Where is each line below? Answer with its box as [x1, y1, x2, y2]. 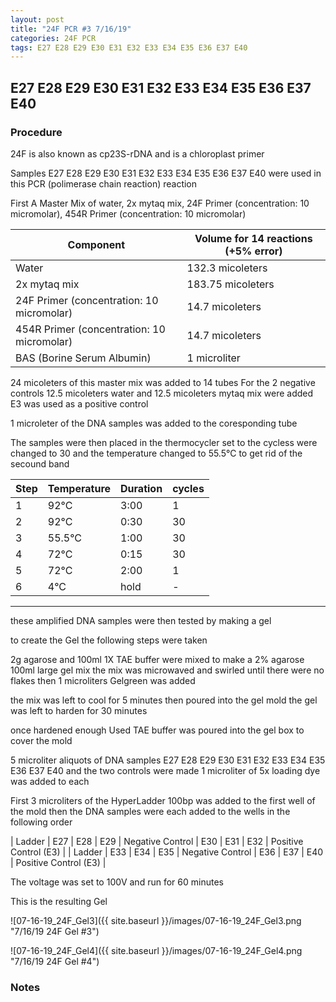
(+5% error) [224, 244, 283, 258]
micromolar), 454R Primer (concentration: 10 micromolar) [10, 207, 247, 220]
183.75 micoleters [186, 277, 275, 291]
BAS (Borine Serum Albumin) [15, 351, 152, 365]
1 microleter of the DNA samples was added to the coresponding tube [10, 417, 298, 429]
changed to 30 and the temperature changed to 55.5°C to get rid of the [10, 447, 303, 459]
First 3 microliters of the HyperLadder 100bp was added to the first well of [10, 794, 316, 806]
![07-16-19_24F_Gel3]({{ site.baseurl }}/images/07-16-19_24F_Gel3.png [10, 914, 302, 926]
